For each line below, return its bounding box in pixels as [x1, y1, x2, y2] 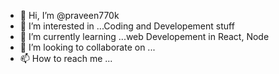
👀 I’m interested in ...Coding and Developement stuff [19, 20, 235, 32]
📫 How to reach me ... [19, 53, 113, 64]
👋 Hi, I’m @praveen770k [19, 10, 120, 21]
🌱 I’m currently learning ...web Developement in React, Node [19, 31, 270, 42]
